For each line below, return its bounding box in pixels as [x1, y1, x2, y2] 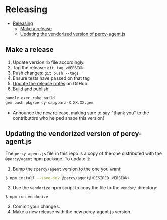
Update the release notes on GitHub [12, 80, 87, 86]
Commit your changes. [12, 203, 60, 210]
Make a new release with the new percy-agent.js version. [12, 209, 132, 215]
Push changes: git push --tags [12, 70, 79, 76]
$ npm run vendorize [5, 194, 49, 200]
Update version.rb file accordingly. [12, 59, 85, 65]
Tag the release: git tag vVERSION [12, 64, 84, 70]
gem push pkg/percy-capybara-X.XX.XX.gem [5, 100, 94, 105]
